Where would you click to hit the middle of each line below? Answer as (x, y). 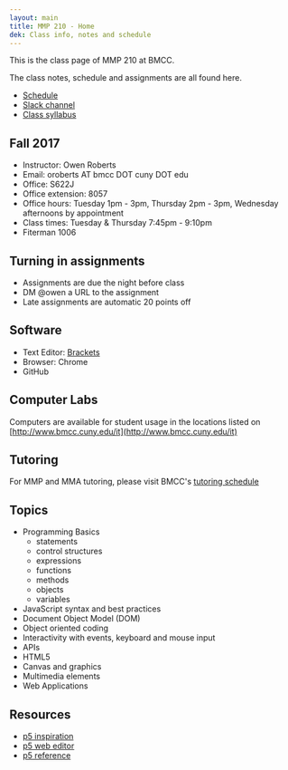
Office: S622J (48, 184)
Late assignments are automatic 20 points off (107, 302)
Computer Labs (54, 400)
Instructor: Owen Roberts (69, 165)
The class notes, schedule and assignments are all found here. (125, 78)
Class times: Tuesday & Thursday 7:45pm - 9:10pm (117, 223)
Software (36, 330)
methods (52, 580)
